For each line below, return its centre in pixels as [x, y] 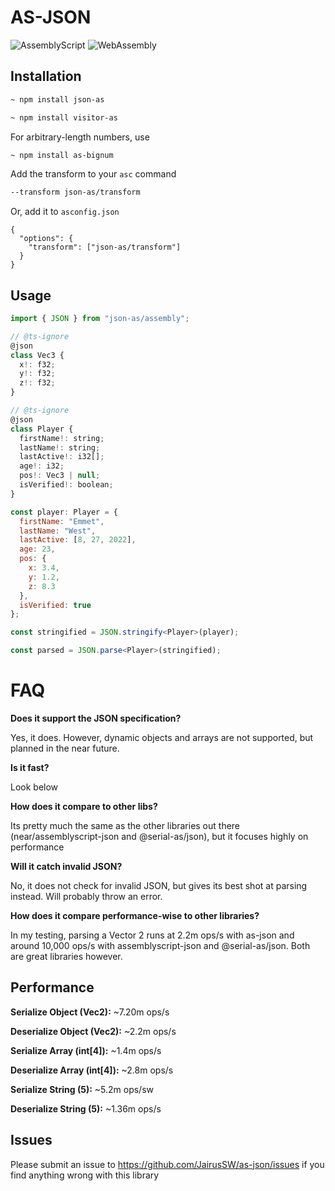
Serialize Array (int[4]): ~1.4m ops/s [86, 1050]
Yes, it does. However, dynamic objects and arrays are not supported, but [162, 737]
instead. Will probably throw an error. [86, 896]
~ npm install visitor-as [64, 117]
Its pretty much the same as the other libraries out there [125, 825]
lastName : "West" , [58, 531]
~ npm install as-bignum [62, 155]
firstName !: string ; [62, 438]
